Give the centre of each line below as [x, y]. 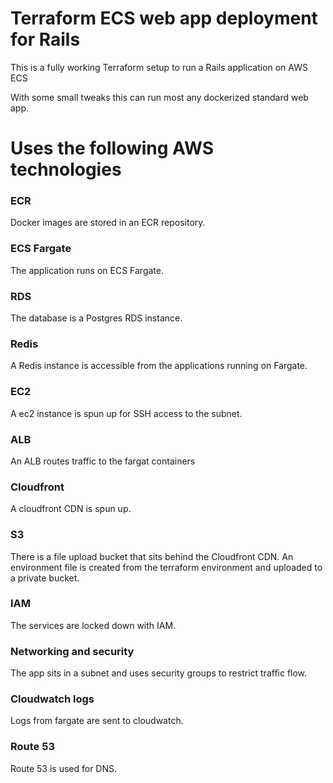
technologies [66, 169]
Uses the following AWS [112, 148]
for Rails [45, 39]
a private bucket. [45, 578]
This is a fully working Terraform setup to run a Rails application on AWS [159, 67]
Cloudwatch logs [52, 699]
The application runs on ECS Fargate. [87, 270]
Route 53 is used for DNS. [64, 768]
